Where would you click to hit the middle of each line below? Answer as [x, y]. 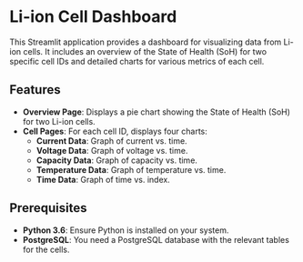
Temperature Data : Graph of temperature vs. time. [131, 169]
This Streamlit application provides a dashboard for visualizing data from [146, 42]
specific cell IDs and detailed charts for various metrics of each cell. [137, 61]
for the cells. [46, 249]
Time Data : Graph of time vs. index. [103, 179]
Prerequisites [48, 208]
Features [35, 90]
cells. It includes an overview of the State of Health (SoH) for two [144, 51]
